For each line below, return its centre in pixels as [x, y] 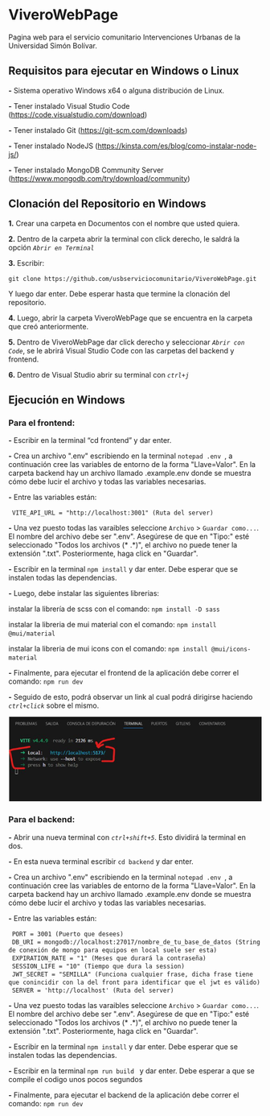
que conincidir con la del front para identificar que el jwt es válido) [135, 982]
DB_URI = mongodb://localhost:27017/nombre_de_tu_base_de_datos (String [136, 942]
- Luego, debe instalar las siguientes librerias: [84, 593]
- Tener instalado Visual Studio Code [69, 105]
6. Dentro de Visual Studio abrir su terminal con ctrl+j [99, 374]
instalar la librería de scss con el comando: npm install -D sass [114, 609]
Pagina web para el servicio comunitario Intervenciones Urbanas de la [125, 37]
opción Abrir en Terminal [51, 247]
